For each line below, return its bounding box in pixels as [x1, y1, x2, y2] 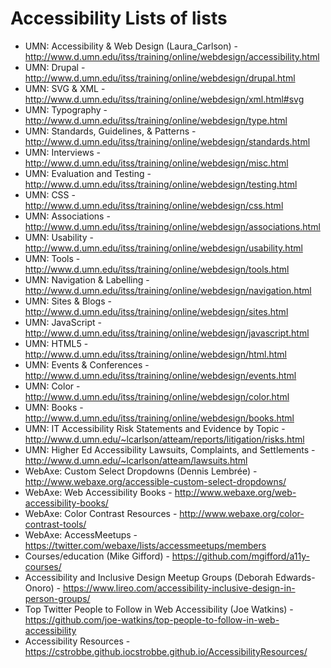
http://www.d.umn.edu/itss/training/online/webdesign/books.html [24, 412, 295, 424]
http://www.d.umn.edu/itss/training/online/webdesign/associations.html [24, 220, 321, 232]
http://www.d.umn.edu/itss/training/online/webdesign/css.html [24, 199, 284, 211]
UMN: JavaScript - [24, 316, 102, 328]
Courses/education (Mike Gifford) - [24, 550, 170, 562]
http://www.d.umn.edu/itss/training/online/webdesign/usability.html [24, 242, 303, 254]
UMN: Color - [24, 380, 81, 392]
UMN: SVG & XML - [24, 82, 106, 94]
